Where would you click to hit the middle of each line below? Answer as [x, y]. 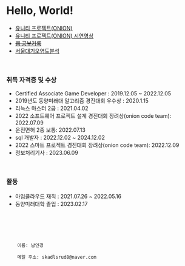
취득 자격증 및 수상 [32, 80]
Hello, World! [40, 11]
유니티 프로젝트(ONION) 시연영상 [54, 36]
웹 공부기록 [28, 43]
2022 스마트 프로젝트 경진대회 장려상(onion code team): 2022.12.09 [97, 145]
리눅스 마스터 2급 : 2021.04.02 [52, 108]
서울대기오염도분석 [37, 51]
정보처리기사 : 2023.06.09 [47, 153]
